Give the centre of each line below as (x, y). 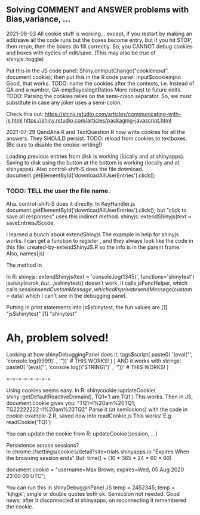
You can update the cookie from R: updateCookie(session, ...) (82, 434)
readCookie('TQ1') (29, 422)
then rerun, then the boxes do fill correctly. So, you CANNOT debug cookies (99, 46)
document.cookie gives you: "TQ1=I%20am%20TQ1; (71, 403)
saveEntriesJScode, (31, 223)
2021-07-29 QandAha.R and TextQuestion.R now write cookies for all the (96, 132)
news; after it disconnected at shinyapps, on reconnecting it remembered (96, 500)
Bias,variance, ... (38, 19)
